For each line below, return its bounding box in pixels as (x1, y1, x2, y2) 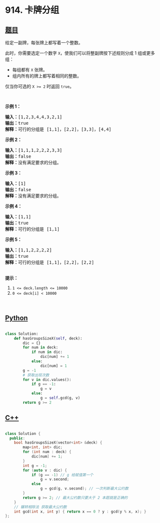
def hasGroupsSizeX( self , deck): (14, 336, 83, 341)
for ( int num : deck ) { (23, 450, 71, 454)
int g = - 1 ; (23, 463, 48, 468)
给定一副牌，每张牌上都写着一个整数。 (5, 40, 83, 45)
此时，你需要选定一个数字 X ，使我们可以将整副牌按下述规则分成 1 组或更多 (5, 50, 155, 56)
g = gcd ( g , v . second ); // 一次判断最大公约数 (40, 486, 129, 491)
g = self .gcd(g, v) (40, 395, 80, 401)
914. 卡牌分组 (5, 4, 60, 16)
